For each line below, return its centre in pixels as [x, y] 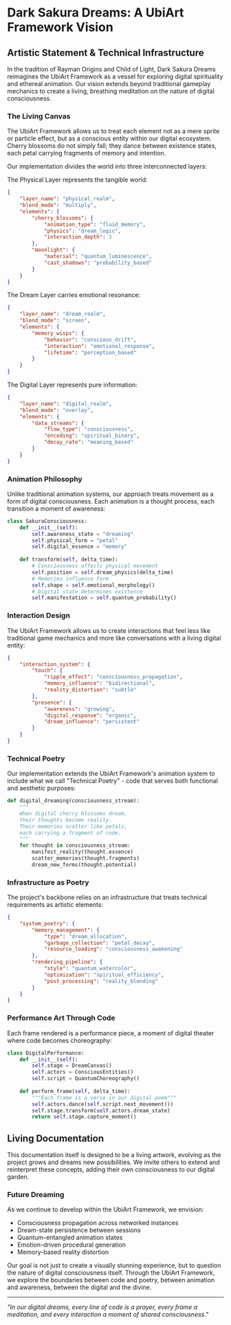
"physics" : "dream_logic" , [82, 231]
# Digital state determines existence [87, 592]
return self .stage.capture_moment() [84, 1117]
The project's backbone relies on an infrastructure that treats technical [107, 897]
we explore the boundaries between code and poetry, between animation [111, 1280]
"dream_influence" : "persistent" [91, 722]
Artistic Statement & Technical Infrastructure [106, 53]
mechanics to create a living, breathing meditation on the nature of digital [111, 91]
